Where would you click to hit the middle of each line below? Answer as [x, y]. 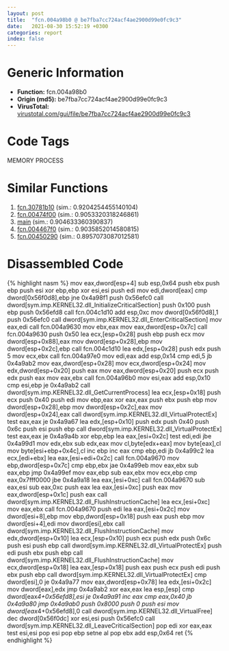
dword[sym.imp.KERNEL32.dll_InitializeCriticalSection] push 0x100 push [109, 305]
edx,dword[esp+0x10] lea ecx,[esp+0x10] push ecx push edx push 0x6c [109, 538]
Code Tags [38, 142]
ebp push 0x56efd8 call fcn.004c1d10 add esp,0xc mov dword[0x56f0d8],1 [113, 312]
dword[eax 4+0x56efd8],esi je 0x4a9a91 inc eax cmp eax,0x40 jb [100, 596]
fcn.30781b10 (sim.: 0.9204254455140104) [77, 207]
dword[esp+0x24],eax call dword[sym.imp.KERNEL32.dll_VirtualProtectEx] [112, 414]
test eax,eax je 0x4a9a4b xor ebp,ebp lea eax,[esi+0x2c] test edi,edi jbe [109, 436]
